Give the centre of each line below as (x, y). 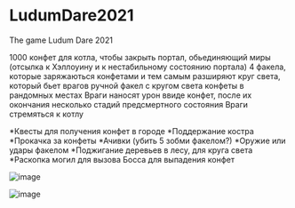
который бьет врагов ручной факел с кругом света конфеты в (127, 85)
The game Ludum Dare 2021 (61, 40)
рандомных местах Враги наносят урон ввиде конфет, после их (131, 95)
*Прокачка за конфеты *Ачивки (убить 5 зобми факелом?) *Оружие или (147, 140)
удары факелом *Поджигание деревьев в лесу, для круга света (131, 150)
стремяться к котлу (47, 114)
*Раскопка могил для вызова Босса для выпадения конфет (122, 159)
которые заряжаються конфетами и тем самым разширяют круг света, (145, 76)
